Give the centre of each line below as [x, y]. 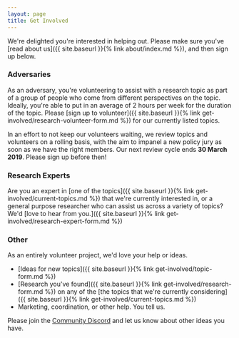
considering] [209, 292]
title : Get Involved [38, 21]
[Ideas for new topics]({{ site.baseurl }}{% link [86, 269]
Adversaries [29, 74]
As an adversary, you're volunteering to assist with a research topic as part [118, 90]
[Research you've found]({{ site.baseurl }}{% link [90, 284]
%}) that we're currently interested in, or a [151, 199]
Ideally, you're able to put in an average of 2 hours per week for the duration [119, 105]
